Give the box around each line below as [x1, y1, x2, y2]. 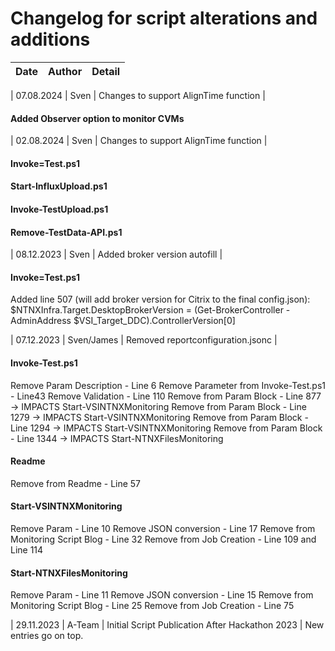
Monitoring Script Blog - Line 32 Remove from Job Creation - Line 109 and [10, 533, 317, 545]
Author [48, 64, 83, 78]
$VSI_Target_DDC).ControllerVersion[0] [73, 315, 236, 327]
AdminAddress [10, 315, 72, 327]
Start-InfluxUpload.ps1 [10, 180, 108, 192]
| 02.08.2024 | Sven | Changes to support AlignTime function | [10, 135, 268, 147]
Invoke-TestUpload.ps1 [10, 203, 109, 215]
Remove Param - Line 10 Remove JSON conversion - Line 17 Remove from [10, 522, 316, 534]
